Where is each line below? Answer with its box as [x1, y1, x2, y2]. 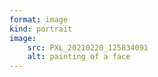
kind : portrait [9, 24, 73, 34]
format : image [9, 14, 69, 25]
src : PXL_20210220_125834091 [27, 42, 149, 53]
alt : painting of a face [27, 52, 131, 62]
